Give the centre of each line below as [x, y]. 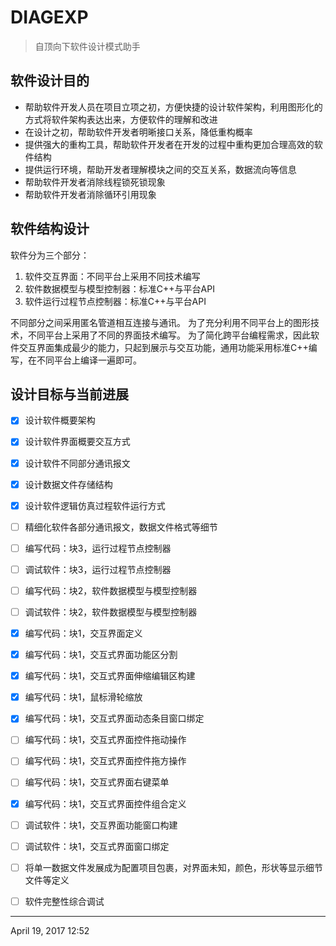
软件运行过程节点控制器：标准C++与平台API [115, 301]
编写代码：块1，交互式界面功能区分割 [101, 655]
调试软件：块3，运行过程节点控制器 [98, 569]
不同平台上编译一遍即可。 [89, 360]
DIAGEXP [49, 17]
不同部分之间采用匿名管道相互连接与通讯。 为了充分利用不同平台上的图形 [160, 322]
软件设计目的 [50, 81]
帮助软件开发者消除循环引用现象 [90, 194]
